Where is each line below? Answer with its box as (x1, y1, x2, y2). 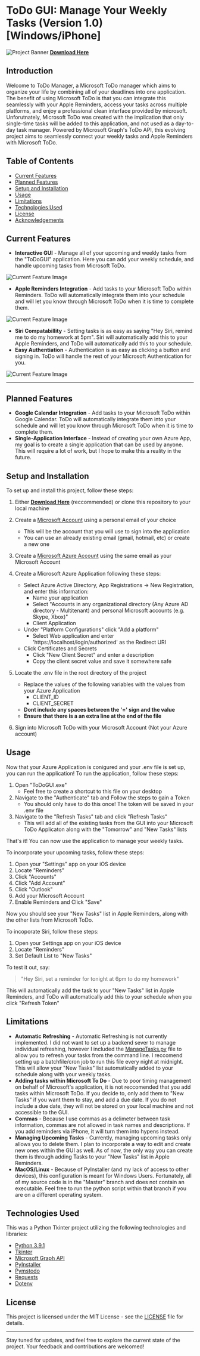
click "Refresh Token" (6, 999, 60, 1006)
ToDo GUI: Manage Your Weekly (6, 4, 168, 17)
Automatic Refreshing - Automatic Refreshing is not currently (14, 1033, 167, 1040)
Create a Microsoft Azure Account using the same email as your (14, 552, 172, 559)
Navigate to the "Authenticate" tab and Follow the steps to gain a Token (14, 794, 190, 801)
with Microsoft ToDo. (6, 138, 58, 146)
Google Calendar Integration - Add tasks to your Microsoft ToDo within (14, 409, 190, 416)
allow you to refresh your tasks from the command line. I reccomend (14, 1051, 183, 1059)
